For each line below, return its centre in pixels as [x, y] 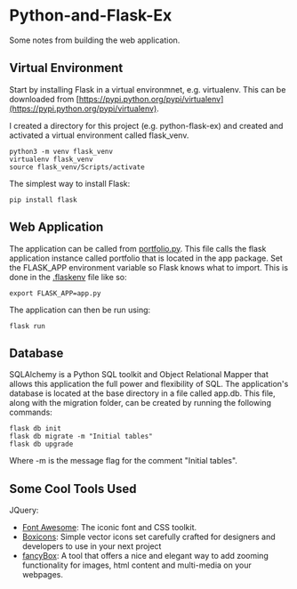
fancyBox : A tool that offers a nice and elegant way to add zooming [145, 556]
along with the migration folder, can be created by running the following [140, 403]
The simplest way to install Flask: [70, 183]
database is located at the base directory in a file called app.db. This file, [142, 393]
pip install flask [43, 200]
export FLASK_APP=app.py [55, 293]
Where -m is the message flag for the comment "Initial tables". [124, 461]
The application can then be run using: [80, 310]
